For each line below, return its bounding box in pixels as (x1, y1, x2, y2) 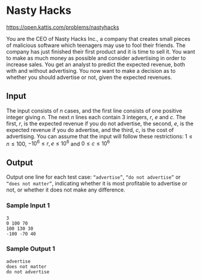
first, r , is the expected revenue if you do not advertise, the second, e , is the (6, 120, 194, 127)
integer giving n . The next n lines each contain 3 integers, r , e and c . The (6, 113, 186, 120)
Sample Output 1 (6, 244, 55, 253)
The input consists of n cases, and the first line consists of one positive (6, 107, 182, 114)
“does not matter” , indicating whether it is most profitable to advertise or (6, 180, 188, 187)
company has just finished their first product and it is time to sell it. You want (6, 48, 196, 55)
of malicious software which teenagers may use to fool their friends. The (6, 42, 186, 49)
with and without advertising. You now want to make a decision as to (6, 67, 176, 74)
